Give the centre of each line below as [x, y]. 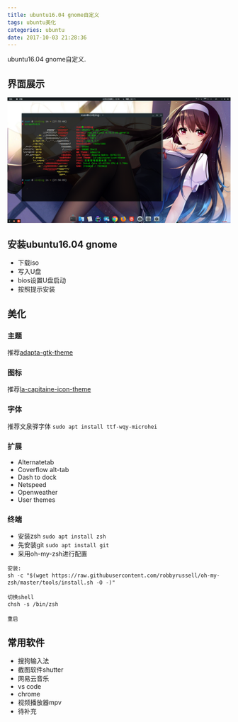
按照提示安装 [36, 290]
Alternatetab [36, 462]
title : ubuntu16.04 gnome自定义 [53, 15]
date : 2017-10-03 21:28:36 [47, 38]
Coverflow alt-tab [43, 469]
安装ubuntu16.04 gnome [62, 244]
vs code [29, 687]
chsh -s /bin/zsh [33, 604]
